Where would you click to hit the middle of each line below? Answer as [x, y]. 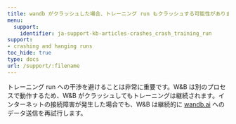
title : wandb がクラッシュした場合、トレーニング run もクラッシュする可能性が [111, 14]
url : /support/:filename [44, 66]
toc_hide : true [29, 53]
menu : [15, 20]
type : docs [23, 60]
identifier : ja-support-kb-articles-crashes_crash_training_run [116, 33]
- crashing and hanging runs [50, 46]
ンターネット [26, 104]
